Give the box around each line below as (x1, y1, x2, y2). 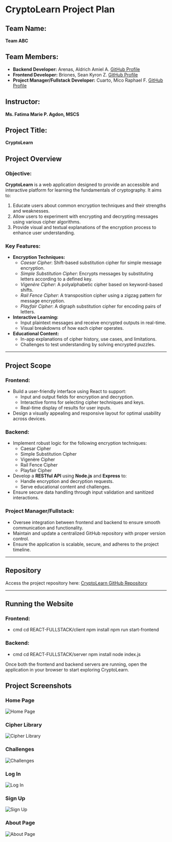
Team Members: (5, 52, 59, 61)
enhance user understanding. (12, 230, 75, 236)
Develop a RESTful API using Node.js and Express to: (12, 473, 127, 479)
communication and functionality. (12, 525, 83, 531)
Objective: (5, 170, 32, 177)
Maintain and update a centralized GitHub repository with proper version (12, 530, 166, 536)
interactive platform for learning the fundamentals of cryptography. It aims (5, 187, 162, 193)
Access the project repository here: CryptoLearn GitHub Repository (5, 579, 147, 586)
